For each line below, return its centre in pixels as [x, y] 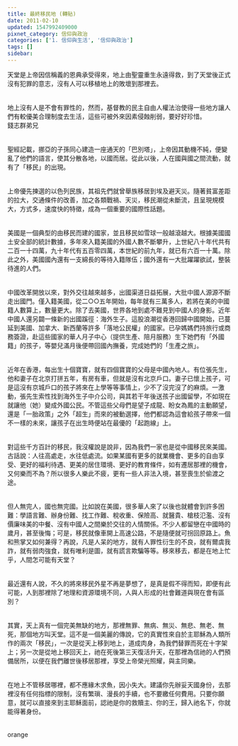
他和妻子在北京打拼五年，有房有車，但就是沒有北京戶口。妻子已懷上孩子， [116, 378]
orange [18, 734]
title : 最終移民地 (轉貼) [42, 14]
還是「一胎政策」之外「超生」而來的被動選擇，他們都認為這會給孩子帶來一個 [119, 413]
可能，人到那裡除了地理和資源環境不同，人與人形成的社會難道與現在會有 [113, 592]
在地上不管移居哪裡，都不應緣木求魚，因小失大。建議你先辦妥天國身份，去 [116, 685]
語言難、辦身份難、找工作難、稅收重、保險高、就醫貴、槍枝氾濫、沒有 [128, 515]
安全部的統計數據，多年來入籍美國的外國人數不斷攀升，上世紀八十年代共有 [122, 242]
